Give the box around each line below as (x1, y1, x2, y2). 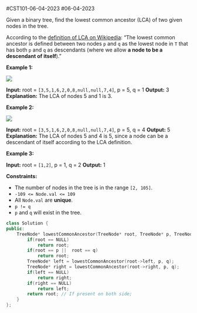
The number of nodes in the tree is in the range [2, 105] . (14, 184, 153, 191)
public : (6, 226, 25, 232)
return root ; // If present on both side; (27, 291, 133, 297)
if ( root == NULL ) (27, 237, 69, 243)
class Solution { (6, 220, 49, 226)
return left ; (37, 285, 69, 292)
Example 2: (6, 104, 34, 111)
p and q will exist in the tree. (14, 209, 82, 216)
